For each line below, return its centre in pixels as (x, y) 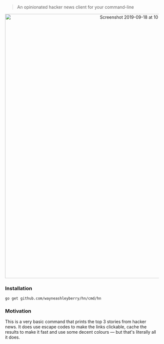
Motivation (18, 311)
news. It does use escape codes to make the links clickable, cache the (76, 327)
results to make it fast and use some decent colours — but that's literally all (81, 332)
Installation (19, 288)
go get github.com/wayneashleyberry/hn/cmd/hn (53, 298)
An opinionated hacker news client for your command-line (75, 7)
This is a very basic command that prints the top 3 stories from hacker (76, 322)
